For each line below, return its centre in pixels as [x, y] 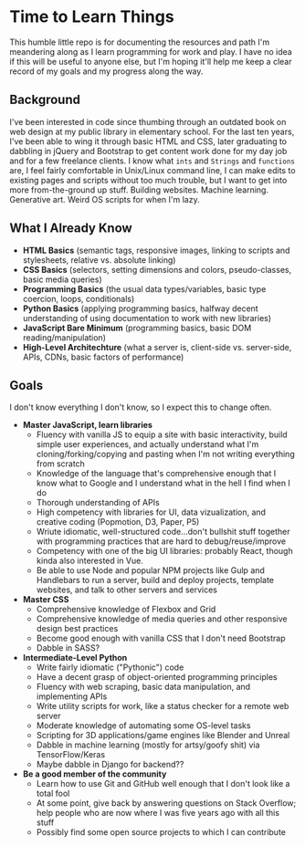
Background [45, 100]
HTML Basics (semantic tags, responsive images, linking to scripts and [156, 250]
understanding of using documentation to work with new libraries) [147, 318]
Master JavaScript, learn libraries [88, 425]
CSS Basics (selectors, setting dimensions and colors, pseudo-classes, [157, 269]
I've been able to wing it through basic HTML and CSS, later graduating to [148, 141]
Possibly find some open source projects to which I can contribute [161, 832]
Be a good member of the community [95, 774]
